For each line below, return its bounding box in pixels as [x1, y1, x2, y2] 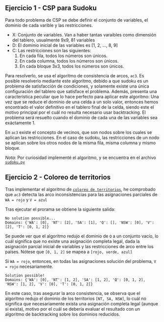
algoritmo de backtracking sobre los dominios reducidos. [5, 311, 120, 317]
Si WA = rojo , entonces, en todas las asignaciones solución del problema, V [5, 258, 157, 264]
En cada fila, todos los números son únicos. [19, 53, 108, 59]
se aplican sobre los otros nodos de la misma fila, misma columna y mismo [5, 140, 156, 146]
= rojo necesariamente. [5, 263, 53, 269]
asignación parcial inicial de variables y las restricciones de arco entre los [5, 243, 154, 249]
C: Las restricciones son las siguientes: [12, 47, 92, 53]
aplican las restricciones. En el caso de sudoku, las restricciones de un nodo [5, 134, 160, 140]
